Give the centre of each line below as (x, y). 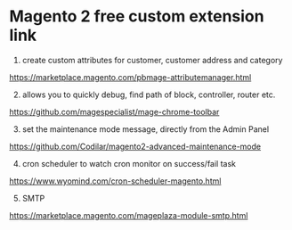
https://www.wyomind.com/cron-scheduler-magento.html (115, 181)
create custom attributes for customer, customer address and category (152, 60)
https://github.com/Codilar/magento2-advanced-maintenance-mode (135, 146)
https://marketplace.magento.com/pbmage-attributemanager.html (130, 77)
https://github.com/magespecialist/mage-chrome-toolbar (114, 111)
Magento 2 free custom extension (137, 16)
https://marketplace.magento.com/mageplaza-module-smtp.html (129, 215)
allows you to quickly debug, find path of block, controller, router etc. (149, 94)
